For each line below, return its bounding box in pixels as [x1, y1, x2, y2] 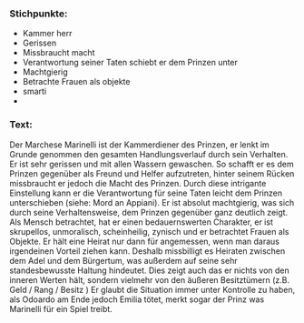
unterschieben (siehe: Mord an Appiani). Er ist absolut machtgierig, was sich [9, 197, 295, 207]
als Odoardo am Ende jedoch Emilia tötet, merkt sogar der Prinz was [9, 294, 265, 305]
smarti [22, 86, 47, 97]
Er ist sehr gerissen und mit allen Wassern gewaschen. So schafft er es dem [9, 158, 294, 169]
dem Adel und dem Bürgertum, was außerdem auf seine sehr [9, 255, 238, 266]
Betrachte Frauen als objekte [22, 76, 131, 87]
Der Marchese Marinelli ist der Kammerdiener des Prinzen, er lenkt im [9, 139, 270, 150]
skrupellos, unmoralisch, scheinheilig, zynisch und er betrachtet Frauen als [9, 226, 289, 237]
